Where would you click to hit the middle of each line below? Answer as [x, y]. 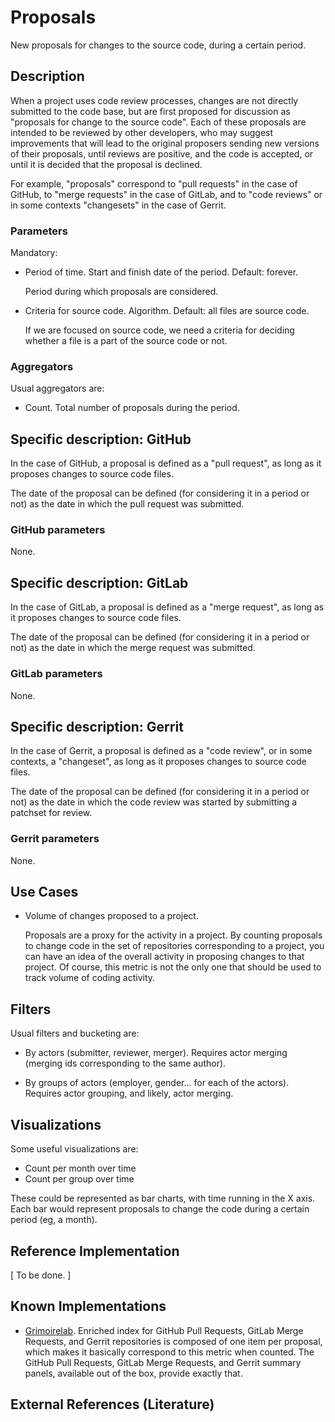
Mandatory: [34, 253]
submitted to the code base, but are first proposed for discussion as [150, 111]
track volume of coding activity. [90, 978]
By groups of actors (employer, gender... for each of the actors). [157, 1083]
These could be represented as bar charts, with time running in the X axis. [163, 1198]
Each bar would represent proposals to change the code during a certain [160, 1209]
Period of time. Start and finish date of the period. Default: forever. [161, 272]
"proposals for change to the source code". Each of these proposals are [158, 122]
